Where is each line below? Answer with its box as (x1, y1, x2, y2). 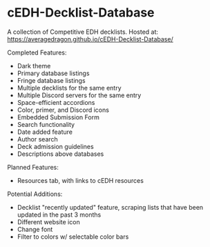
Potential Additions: (7, 190, 63, 198)
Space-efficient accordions (17, 98, 95, 106)
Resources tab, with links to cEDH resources (17, 176, 144, 184)
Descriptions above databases (17, 150, 104, 158)
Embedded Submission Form (17, 112, 100, 121)
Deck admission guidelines (17, 142, 95, 150)
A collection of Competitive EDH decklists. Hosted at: (7, 28, 159, 36)
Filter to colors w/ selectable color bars (17, 233, 129, 241)
